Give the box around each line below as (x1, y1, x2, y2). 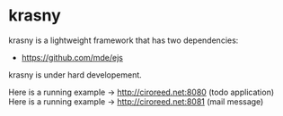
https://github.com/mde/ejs (21, 52, 123, 62)
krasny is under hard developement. (8, 69, 143, 80)
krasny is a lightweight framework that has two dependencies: (8, 35, 239, 46)
